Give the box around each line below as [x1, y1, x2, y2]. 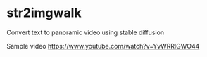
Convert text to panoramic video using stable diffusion [6, 28, 165, 37]
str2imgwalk [6, 5, 82, 21]
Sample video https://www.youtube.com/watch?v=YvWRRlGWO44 [6, 42, 200, 50]
